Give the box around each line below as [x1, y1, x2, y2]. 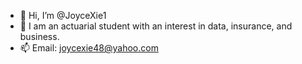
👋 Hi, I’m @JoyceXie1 [19, 10, 107, 21]
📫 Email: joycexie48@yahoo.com [19, 42, 159, 54]
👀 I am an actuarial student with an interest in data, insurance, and [19, 20, 293, 32]
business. [19, 31, 60, 42]
